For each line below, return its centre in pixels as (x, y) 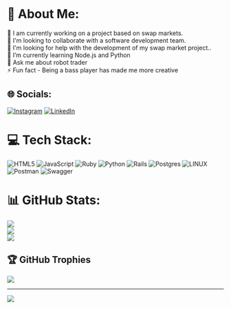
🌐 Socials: (30, 95)
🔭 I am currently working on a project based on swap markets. (95, 33)
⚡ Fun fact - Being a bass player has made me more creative (93, 70)
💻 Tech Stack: (49, 140)
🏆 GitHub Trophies (49, 260)
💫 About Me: (43, 14)
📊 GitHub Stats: (54, 200)
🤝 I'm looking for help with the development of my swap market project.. (109, 47)
